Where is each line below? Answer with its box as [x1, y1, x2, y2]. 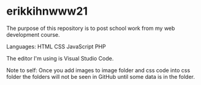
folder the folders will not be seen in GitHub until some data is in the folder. [6, 73, 195, 80]
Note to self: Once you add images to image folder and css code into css [6, 66, 191, 74]
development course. [6, 31, 60, 38]
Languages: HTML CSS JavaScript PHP [6, 43, 106, 50]
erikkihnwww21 [6, 4, 88, 18]
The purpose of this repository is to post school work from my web [6, 24, 175, 32]
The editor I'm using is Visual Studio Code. [6, 54, 114, 62]
